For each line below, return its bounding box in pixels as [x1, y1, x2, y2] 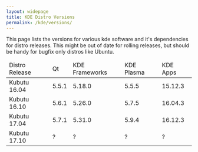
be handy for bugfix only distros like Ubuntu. [6, 48, 114, 55]
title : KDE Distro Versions [6, 14, 75, 20]
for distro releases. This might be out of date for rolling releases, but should [6, 42, 190, 49]
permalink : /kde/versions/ [6, 19, 72, 25]
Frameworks [72, 68, 108, 77]
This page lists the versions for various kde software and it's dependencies [6, 36, 189, 43]
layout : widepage [6, 8, 49, 15]
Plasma [124, 68, 145, 77]
